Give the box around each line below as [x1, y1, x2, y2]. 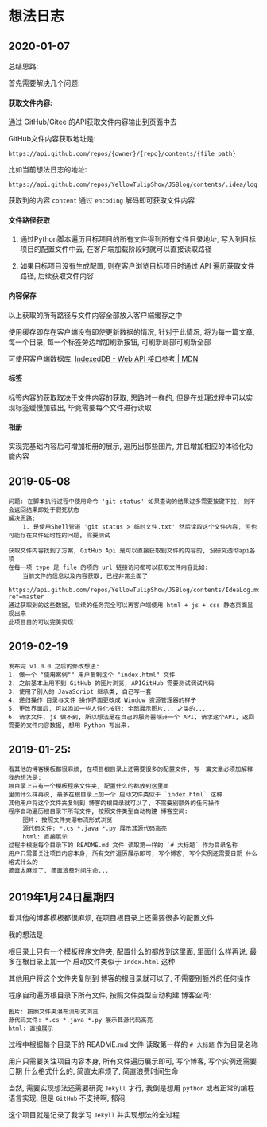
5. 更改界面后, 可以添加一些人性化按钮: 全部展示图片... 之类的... [8, 704, 207, 712]
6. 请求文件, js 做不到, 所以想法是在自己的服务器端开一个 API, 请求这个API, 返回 [8, 713, 255, 721]
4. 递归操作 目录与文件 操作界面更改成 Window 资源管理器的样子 [8, 696, 197, 704]
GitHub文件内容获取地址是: [8, 134, 96, 144]
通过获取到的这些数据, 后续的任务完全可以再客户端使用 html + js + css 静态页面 [8, 601, 248, 609]
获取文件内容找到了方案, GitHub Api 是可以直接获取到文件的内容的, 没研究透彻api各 [8, 546, 256, 555]
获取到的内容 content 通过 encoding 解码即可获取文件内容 [8, 196, 195, 205]
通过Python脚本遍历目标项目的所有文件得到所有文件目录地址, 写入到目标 [19, 234, 257, 244]
